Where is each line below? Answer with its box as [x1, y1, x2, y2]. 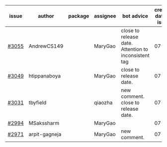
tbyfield [28, 99, 47, 106]
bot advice [122, 12, 148, 19]
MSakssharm [28, 120, 60, 126]
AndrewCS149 [28, 43, 64, 49]
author [38, 12, 54, 19]
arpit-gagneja [28, 131, 62, 138]
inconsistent [121, 52, 150, 59]
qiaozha [94, 99, 113, 106]
